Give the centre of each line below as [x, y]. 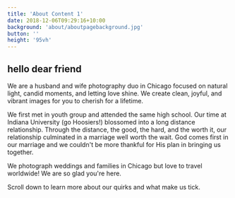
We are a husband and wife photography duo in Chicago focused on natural [117, 86]
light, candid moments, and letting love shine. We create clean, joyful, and [115, 93]
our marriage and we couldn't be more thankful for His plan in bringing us [114, 144]
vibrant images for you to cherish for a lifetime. [75, 100]
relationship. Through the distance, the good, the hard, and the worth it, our [117, 129]
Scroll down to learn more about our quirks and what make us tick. [104, 187]
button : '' [23, 34]
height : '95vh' [30, 40]
